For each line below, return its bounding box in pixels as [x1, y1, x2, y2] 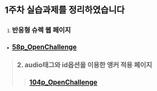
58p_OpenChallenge [11, 43, 77, 51]
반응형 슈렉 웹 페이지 [11, 26, 71, 34]
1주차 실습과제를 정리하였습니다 [4, 4, 125, 16]
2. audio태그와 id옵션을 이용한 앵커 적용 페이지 [16, 61, 153, 69]
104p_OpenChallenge [29, 78, 97, 87]
